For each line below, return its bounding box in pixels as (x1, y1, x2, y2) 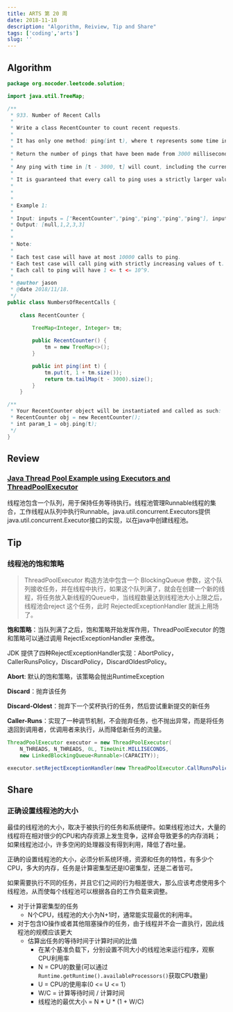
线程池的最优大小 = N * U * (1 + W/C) (37, 997, 144, 1006)
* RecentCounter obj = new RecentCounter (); (10, 414, 141, 421)
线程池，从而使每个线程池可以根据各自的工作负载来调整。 (7, 887, 171, 896)
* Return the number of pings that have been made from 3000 (10, 150, 191, 157)
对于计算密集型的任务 (17, 902, 78, 911)
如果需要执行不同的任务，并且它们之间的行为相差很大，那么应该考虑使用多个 (7, 879, 226, 887)
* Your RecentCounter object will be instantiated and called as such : (10, 408, 222, 415)
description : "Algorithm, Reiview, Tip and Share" (7, 23, 157, 30)
